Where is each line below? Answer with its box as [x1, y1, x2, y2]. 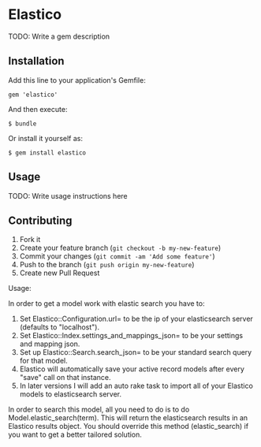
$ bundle [8, 120, 37, 128]
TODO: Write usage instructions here [8, 191, 128, 200]
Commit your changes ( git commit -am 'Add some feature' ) [19, 251, 215, 261]
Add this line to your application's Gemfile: [8, 75, 146, 84]
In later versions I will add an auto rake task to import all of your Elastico [19, 381, 254, 391]
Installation [8, 54, 65, 68]
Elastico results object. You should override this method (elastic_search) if [8, 422, 249, 431]
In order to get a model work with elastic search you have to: [8, 299, 205, 308]
